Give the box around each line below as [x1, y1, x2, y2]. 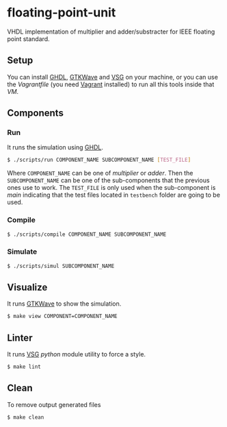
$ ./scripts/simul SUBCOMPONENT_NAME [7, 263, 115, 269]
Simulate [7, 247, 38, 256]
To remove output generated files [7, 400, 101, 408]
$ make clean [7, 413, 44, 421]
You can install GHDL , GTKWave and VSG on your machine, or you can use [7, 73, 219, 81]
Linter [7, 332, 33, 343]
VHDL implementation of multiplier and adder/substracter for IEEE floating [7, 27, 215, 36]
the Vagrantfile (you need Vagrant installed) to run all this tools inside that [7, 80, 215, 88]
